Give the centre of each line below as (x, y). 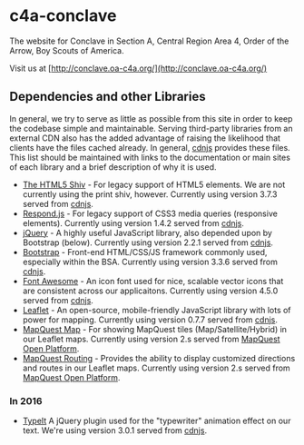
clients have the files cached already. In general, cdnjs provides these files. (150, 147)
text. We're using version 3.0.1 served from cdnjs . (114, 430)
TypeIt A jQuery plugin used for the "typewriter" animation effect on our (157, 421)
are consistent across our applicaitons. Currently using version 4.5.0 (150, 291)
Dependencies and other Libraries (108, 97)
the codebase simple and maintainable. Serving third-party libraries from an (151, 128)
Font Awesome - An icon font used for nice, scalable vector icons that (153, 281)
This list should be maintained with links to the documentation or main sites (150, 157)
